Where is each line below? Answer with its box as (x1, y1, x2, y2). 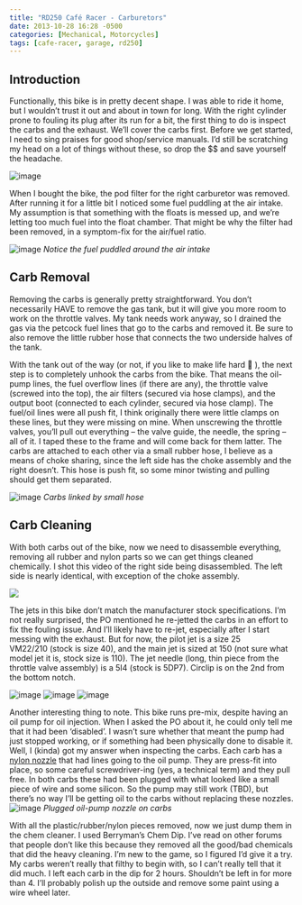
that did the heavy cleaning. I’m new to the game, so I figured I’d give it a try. (9, 848, 293, 859)
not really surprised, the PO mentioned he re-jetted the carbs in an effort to (9, 614, 288, 625)
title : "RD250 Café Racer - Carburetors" (9, 13, 168, 23)
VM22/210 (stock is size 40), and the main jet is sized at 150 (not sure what (9, 643, 288, 654)
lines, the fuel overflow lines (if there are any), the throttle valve (32, 378, 269, 389)
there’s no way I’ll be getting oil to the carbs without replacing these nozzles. (9, 792, 294, 803)
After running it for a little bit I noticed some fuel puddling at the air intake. (9, 197, 284, 208)
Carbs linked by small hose (43, 491, 144, 502)
